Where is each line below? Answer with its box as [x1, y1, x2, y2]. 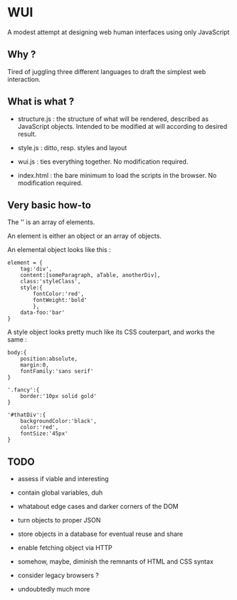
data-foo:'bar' [20, 309, 65, 317]
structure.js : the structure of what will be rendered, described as [17, 115, 209, 123]
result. [17, 130, 37, 138]
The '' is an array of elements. [7, 218, 95, 226]
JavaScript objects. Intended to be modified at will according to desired [17, 122, 228, 130]
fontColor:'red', [33, 290, 84, 298]
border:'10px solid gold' [20, 393, 98, 400]
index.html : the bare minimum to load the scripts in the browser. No [17, 171, 217, 179]
